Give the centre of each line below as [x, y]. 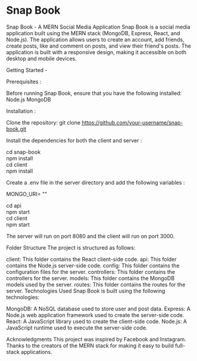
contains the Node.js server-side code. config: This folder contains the [93, 265]
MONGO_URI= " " [27, 194]
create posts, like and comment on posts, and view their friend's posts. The [99, 46]
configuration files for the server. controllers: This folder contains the [91, 272]
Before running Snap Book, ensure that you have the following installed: [94, 93]
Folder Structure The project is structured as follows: [71, 247]
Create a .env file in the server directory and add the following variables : [96, 182]
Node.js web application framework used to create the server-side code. [95, 315]
